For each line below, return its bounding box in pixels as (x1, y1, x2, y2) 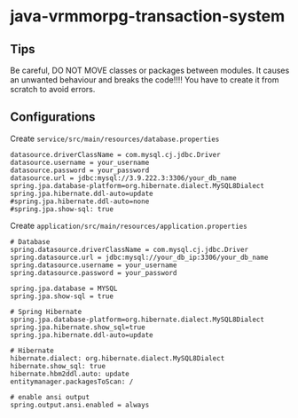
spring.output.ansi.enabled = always (10, 400, 150, 409)
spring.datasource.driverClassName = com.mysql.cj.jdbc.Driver (10, 245, 249, 254)
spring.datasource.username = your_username (10, 260, 177, 270)
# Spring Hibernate (10, 307, 82, 316)
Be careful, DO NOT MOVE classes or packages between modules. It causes (10, 65, 290, 75)
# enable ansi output (10, 392, 90, 401)
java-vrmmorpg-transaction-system (10, 6, 286, 27)
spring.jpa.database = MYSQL (10, 284, 118, 293)
